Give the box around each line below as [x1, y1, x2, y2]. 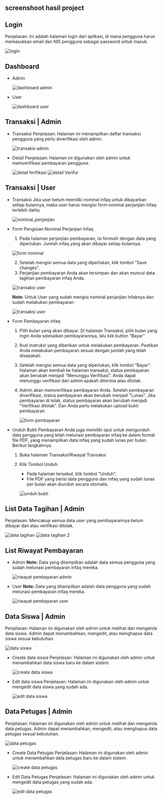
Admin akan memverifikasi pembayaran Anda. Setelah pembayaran [19, 387, 154, 393]
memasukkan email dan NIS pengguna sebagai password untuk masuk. [5, 39, 148, 44]
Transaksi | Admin [5, 118, 62, 126]
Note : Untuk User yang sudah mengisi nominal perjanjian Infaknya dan [12, 294, 154, 300]
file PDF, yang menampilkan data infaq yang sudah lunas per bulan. [12, 437, 147, 443]
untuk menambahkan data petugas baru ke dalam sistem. [12, 755, 127, 761]
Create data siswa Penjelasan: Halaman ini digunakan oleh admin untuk [12, 654, 155, 661]
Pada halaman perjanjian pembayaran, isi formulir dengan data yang [19, 235, 156, 241]
